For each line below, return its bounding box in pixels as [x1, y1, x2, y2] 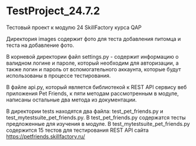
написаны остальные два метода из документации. [6, 96, 137, 103]
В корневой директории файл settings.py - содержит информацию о [6, 53, 179, 60]
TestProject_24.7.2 [6, 4, 101, 18]
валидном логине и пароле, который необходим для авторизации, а [6, 59, 179, 66]
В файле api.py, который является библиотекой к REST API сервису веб [6, 83, 187, 90]
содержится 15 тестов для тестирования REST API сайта [6, 126, 149, 134]
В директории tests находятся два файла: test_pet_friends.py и [6, 107, 163, 115]
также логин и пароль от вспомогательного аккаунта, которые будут [6, 65, 182, 72]
